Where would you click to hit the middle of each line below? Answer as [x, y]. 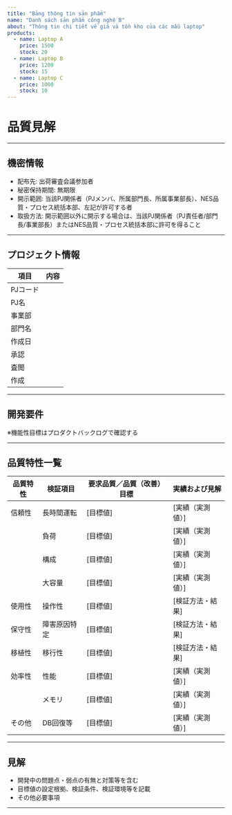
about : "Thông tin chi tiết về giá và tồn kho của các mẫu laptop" [106, 26]
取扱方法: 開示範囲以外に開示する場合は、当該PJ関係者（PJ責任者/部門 [117, 216]
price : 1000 [37, 84]
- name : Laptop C [38, 78]
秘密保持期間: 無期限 [46, 190]
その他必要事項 [38, 798]
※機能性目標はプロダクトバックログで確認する [72, 432]
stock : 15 [34, 71]
